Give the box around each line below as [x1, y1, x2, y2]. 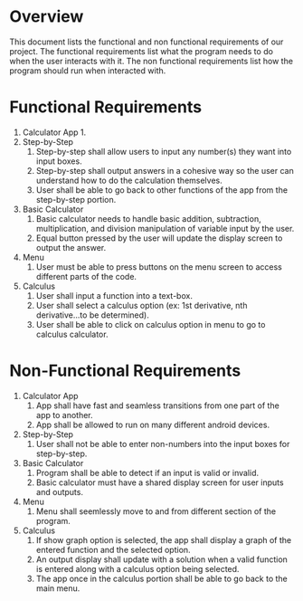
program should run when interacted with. [9, 65, 166, 76]
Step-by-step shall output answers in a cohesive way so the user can [35, 165, 294, 176]
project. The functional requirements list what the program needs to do [9, 45, 274, 56]
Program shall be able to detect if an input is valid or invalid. [35, 467, 260, 478]
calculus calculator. [35, 329, 109, 339]
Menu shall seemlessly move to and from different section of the [35, 505, 277, 517]
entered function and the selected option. [35, 544, 192, 555]
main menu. [35, 582, 80, 594]
